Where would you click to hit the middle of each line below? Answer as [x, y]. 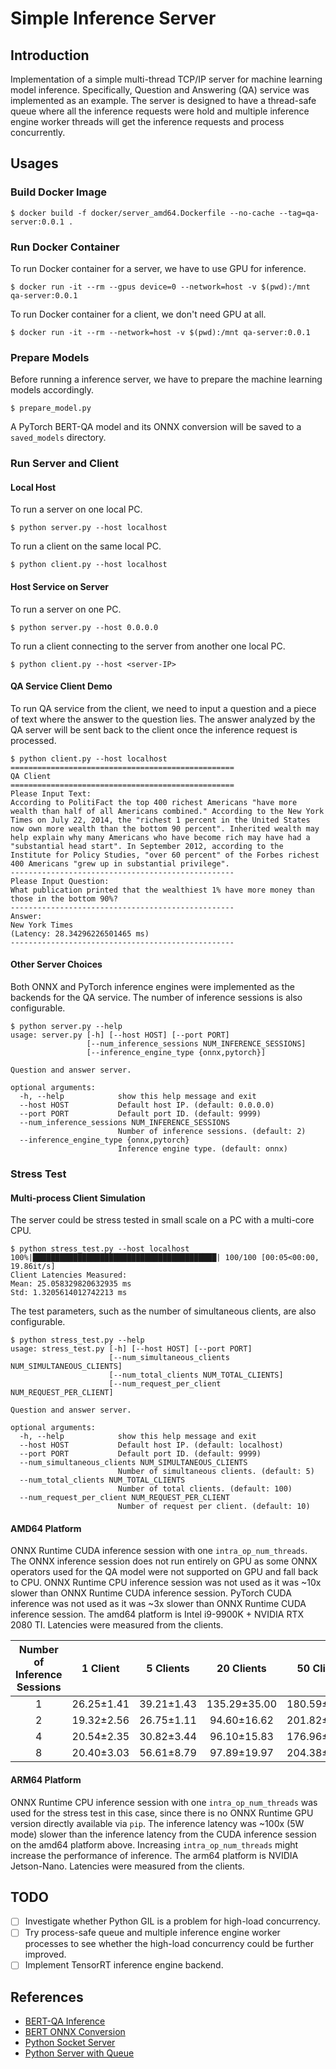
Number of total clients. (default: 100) [205, 1489]
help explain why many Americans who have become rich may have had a [160, 837]
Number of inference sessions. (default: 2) [212, 1132]
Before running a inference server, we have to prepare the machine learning [166, 379]
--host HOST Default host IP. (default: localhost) [151, 1445]
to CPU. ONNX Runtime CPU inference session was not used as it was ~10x [166, 1583]
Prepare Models [50, 357]
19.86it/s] [33, 1267]
